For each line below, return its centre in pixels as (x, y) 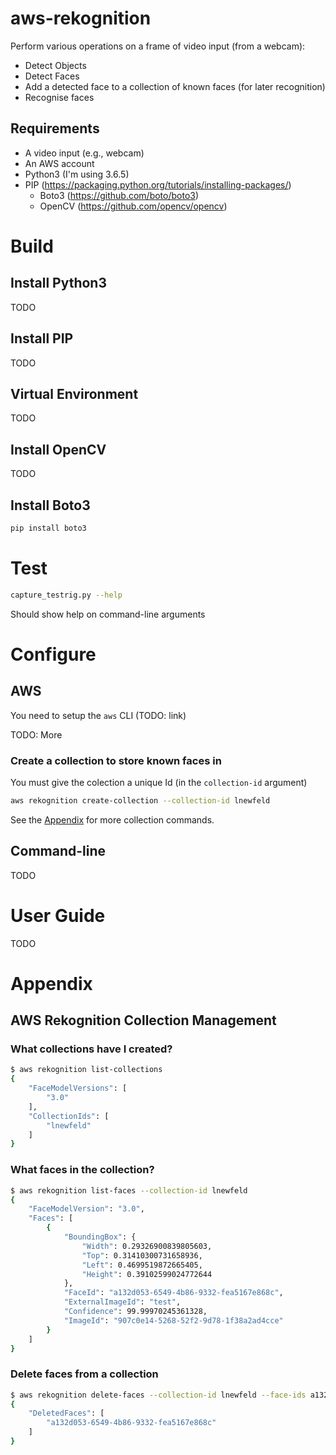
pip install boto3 (48, 528)
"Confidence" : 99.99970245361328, (135, 1312)
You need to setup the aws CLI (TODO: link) (98, 715)
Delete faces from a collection (84, 1374)
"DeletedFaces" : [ (66, 1413)
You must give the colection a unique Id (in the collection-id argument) (159, 782)
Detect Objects (55, 65)
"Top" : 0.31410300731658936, (142, 1255)
